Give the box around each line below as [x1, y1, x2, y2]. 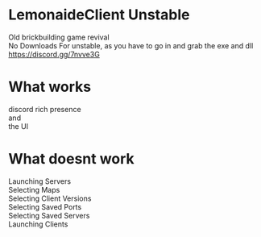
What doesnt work [8, 150, 135, 168]
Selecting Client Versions [8, 193, 92, 203]
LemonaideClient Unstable [8, 6, 190, 24]
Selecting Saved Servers [8, 210, 90, 220]
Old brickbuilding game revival [8, 32, 110, 42]
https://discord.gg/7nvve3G [8, 49, 101, 59]
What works [8, 78, 91, 96]
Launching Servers [8, 176, 71, 186]
